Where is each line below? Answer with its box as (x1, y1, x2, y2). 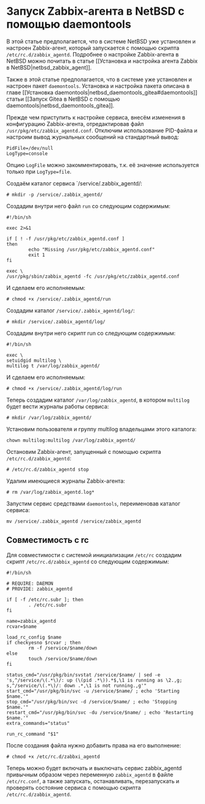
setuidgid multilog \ (6, 357, 62, 364)
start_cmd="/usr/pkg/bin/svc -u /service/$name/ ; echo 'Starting (6, 688, 180, 694)
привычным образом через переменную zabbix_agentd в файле (6, 771, 174, 778)
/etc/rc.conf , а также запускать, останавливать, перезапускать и (6, 777, 180, 784)
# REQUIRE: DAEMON (6, 580, 53, 587)
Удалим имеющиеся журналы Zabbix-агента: (6, 477, 125, 485)
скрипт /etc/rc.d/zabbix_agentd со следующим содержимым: (6, 558, 169, 565)
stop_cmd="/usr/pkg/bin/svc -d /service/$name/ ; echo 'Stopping (6, 698, 177, 704)
